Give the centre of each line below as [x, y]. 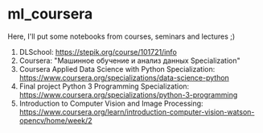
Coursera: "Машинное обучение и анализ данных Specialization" [129, 60]
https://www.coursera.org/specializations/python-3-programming [128, 94]
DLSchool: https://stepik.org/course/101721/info [98, 52]
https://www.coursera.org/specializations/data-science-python [124, 77]
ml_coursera [50, 14]
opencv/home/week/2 [55, 120]
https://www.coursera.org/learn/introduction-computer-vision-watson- [137, 112]
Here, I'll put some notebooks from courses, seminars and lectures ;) [121, 36]
